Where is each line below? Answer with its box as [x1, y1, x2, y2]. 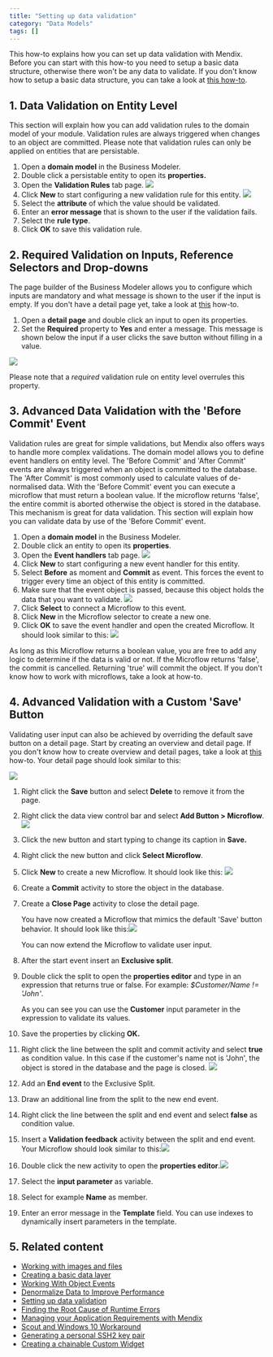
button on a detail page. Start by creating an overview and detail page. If [9, 738, 252, 748]
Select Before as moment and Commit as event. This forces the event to [20, 567, 264, 577]
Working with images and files [20, 1261, 123, 1272]
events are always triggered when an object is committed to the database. [9, 464, 258, 474]
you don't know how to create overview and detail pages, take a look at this [9, 747, 262, 757]
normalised [9, 481, 47, 492]
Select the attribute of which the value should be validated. [20, 198, 220, 208]
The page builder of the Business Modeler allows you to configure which [9, 282, 253, 292]
